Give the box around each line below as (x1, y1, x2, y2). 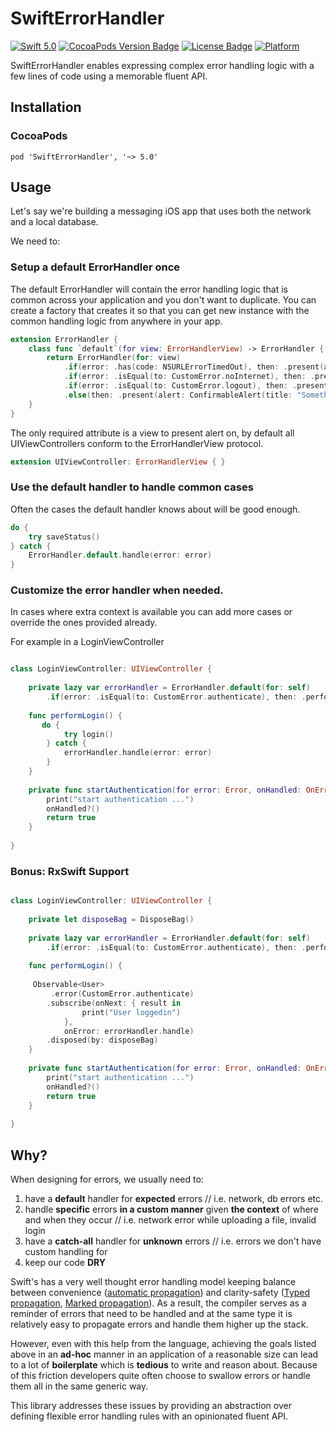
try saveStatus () (28, 532, 101, 542)
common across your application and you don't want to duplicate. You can (10, 293, 317, 306)
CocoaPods (10, 129, 68, 143)
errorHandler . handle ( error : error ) (63, 748, 213, 758)
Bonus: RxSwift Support (10, 864, 130, 878)
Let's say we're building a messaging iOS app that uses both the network (10, 205, 312, 217)
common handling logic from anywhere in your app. (10, 315, 223, 327)
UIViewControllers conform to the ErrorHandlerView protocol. (10, 437, 264, 449)
